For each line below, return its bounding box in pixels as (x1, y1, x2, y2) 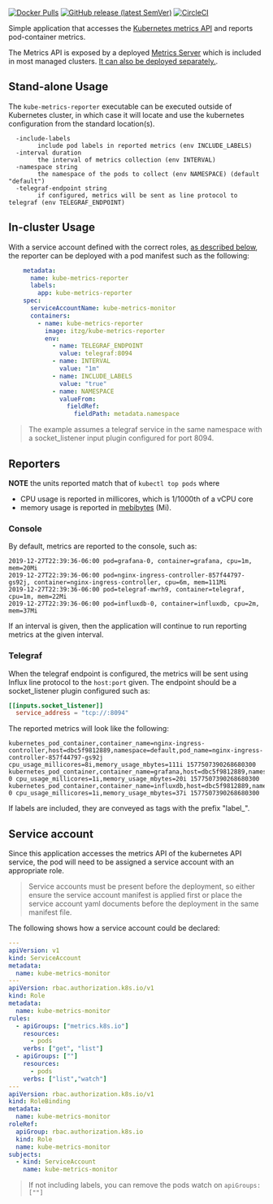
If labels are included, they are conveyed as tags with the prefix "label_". (8, 803, 250, 813)
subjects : (8, 1150, 42, 1159)
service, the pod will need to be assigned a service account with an (8, 857, 234, 867)
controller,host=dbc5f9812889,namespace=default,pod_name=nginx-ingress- (8, 747, 264, 755)
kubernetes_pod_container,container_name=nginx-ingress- (8, 739, 206, 747)
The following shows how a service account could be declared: (8, 923, 221, 933)
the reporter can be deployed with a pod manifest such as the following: (8, 250, 249, 260)
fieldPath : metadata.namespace (73, 410, 180, 418)
